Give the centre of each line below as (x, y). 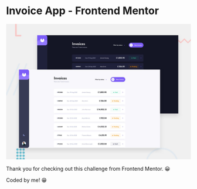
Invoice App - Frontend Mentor (83, 11)
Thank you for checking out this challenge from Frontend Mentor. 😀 (88, 169)
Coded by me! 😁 (26, 180)
